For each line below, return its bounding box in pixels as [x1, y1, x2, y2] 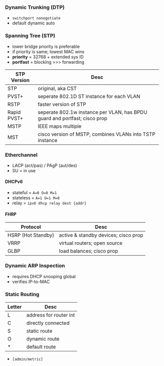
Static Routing [5, 291, 40, 298]
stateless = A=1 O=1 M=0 [12, 195, 60, 201]
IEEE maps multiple [38, 122, 82, 129]
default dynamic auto [12, 20, 55, 26]
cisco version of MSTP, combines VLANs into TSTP [38, 131, 156, 138]
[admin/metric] [12, 357, 43, 362]
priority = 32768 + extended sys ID [12, 54, 84, 60]
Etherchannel [5, 151, 38, 158]
